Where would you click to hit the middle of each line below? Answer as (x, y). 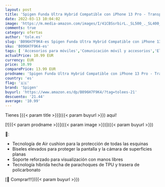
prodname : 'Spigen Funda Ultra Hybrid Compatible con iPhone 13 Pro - (79, 74)
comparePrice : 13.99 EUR (30, 69)
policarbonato (26, 170)
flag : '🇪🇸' (17, 83)
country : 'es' (20, 78)
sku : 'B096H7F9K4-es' (27, 46)
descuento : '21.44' (25, 96)
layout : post (18, 10)
